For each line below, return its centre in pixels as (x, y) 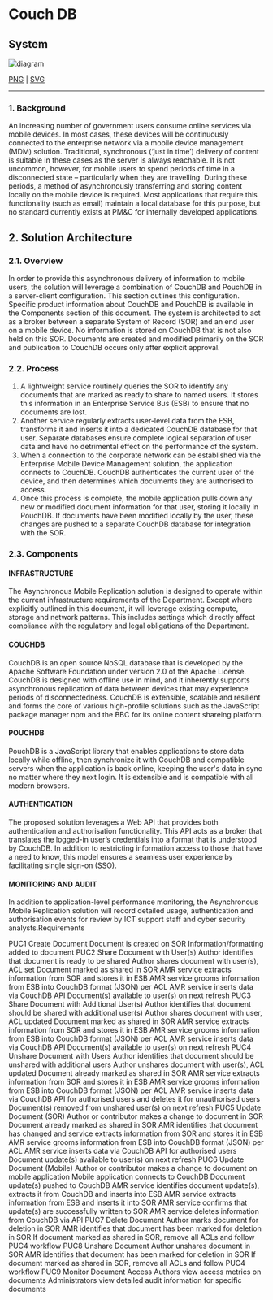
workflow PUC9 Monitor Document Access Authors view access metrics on (135, 1272)
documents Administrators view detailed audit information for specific (125, 1280)
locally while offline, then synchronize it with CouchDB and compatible (127, 760)
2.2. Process (34, 368)
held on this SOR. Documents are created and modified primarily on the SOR (136, 339)
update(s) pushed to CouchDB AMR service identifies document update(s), (134, 1185)
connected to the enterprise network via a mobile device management (126, 143)
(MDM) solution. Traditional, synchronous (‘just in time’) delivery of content (134, 152)
